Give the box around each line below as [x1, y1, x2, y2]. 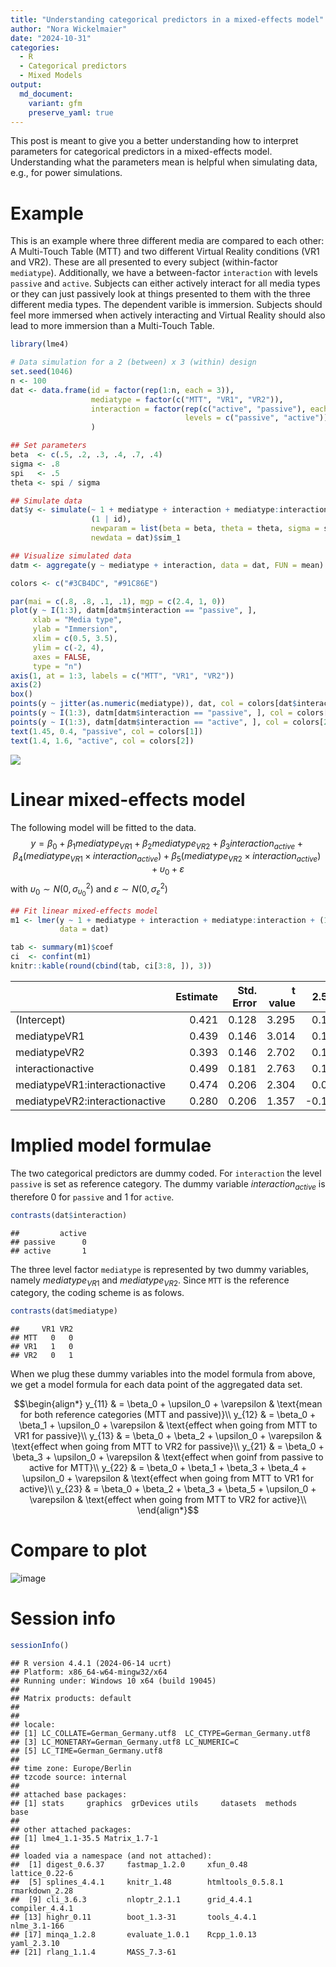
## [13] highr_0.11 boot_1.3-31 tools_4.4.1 [10, 1912, 257, 1922]
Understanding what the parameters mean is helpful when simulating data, [10, 156, 318, 168]
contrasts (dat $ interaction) [10, 1210, 128, 1220]
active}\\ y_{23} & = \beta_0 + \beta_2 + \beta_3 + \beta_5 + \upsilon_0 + [19, 1483, 317, 1495]
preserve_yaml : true [28, 107, 114, 118]
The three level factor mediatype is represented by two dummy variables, [10, 1263, 310, 1275]
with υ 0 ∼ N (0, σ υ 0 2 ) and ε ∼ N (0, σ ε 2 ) [10, 881, 168, 898]
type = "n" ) [32, 661, 83, 671]
